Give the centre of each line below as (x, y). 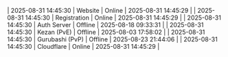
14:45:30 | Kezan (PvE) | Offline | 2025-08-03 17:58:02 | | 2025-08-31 (106, 32)
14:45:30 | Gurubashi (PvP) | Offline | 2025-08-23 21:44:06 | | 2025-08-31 (112, 39)
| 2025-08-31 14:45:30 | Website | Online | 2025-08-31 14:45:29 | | (102, 11)
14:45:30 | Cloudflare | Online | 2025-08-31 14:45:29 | (83, 46)
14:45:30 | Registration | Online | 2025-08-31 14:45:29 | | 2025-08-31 (123, 18)
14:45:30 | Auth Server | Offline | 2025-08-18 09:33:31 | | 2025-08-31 (105, 25)
